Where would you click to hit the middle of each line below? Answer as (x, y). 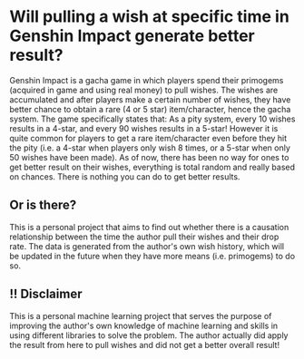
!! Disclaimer (46, 294)
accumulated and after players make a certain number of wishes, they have (150, 99)
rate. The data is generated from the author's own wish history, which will (147, 246)
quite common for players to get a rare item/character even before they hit (148, 138)
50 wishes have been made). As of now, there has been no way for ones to (149, 157)
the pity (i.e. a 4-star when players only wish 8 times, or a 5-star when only (150, 148)
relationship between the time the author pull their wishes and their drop (144, 237)
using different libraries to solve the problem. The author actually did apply (149, 335)
